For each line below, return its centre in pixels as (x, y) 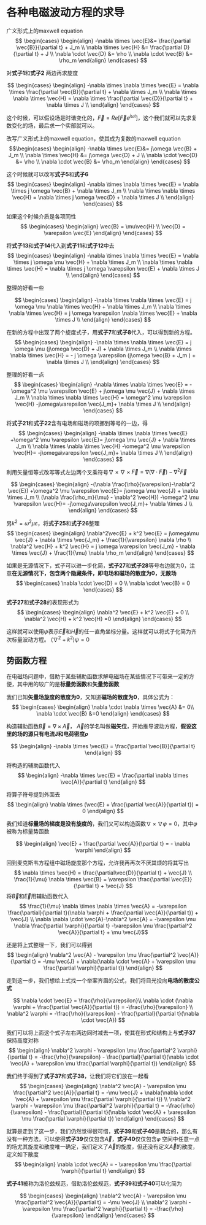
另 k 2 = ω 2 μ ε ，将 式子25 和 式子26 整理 (53, 523)
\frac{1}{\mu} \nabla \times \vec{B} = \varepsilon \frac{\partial (92, 879)
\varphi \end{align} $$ (103, 850)
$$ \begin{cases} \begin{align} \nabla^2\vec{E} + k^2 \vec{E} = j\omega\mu (103, 533)
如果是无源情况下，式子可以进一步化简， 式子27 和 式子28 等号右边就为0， (98, 565)
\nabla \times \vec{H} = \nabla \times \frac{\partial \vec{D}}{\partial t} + (103, 98)
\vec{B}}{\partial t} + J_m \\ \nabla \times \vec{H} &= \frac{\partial (99, 47)
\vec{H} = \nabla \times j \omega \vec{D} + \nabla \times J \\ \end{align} (103, 197)
